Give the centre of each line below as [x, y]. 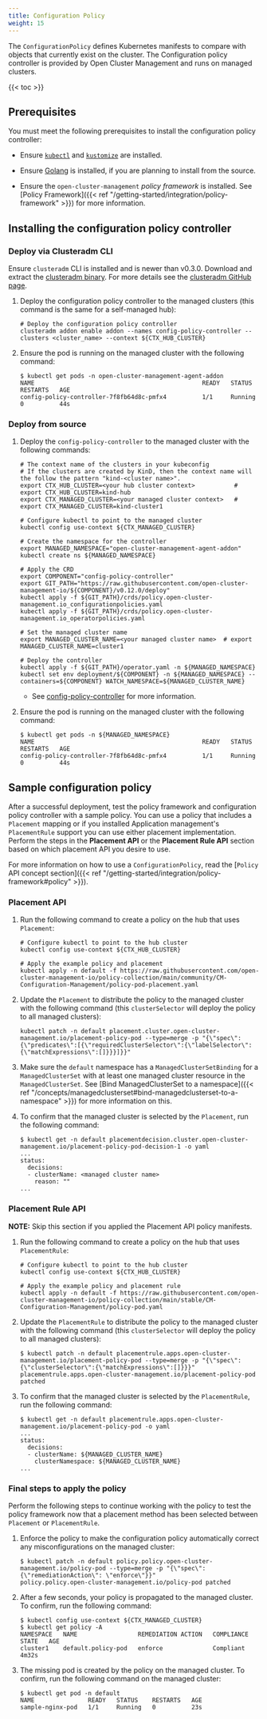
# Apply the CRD [47, 570]
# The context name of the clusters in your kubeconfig [114, 465]
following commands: [55, 450]
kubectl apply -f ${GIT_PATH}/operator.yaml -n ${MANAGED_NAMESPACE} [138, 668]
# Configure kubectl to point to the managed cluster [111, 520]
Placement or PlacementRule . [54, 1523]
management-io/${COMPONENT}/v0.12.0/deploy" [95, 591]
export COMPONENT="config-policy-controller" [96, 576]
